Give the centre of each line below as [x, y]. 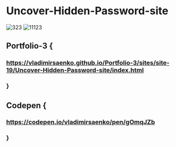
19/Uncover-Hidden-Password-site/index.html [75, 71]
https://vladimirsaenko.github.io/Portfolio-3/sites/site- [88, 63]
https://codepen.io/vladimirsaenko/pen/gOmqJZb [81, 122]
